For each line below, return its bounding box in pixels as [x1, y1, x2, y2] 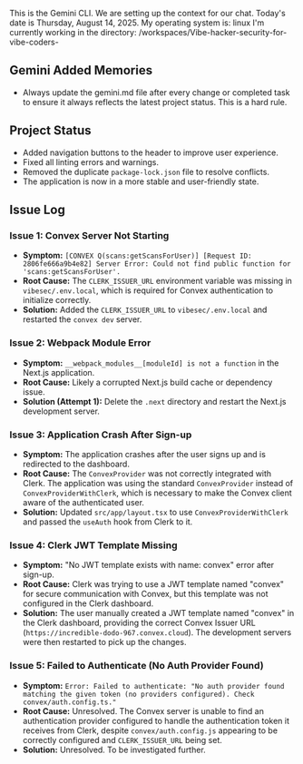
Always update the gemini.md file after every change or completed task [22, 86, 290, 98]
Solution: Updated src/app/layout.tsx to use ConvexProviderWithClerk [22, 506, 288, 517]
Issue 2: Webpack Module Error [9, 337, 151, 349]
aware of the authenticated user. [22, 496, 145, 507]
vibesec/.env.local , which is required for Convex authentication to [22, 285, 274, 296]
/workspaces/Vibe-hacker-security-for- [138, 27, 288, 37]
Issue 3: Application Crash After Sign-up [9, 428, 192, 441]
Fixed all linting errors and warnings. [22, 156, 159, 167]
